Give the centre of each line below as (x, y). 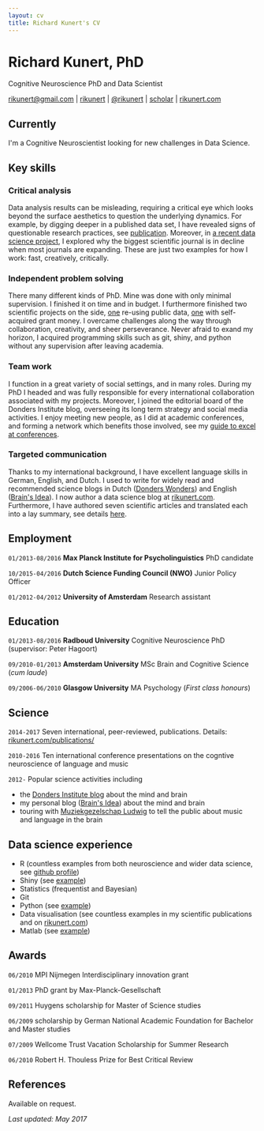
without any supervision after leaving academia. (86, 346)
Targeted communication (58, 454)
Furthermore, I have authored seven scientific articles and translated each (128, 505)
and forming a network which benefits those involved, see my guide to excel (132, 426)
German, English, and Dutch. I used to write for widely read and (111, 480)
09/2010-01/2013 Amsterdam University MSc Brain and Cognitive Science (129, 664)
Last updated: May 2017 (48, 1118)
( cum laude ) (28, 673)
